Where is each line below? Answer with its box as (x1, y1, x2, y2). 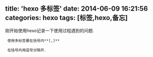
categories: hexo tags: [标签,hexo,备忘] (5, 14, 128, 22)
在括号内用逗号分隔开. (7, 48, 47, 53)
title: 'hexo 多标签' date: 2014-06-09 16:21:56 (5, 4, 148, 13)
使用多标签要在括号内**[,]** (7, 38, 60, 43)
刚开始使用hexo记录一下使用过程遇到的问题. (5, 27, 94, 33)
